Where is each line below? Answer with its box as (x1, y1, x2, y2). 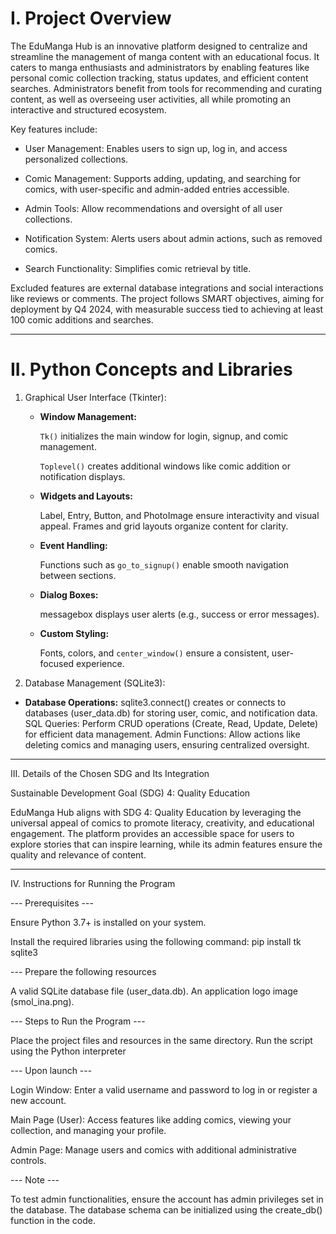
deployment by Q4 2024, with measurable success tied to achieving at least (10, 303, 324, 315)
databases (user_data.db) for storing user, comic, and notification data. (24, 707, 318, 719)
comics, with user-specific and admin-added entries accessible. (24, 183, 290, 195)
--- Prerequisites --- (10, 897, 94, 909)
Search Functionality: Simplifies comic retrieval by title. (24, 262, 252, 274)
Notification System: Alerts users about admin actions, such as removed (24, 232, 323, 244)
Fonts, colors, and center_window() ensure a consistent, (39, 647, 270, 659)
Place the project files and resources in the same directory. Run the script (10, 1034, 313, 1046)
